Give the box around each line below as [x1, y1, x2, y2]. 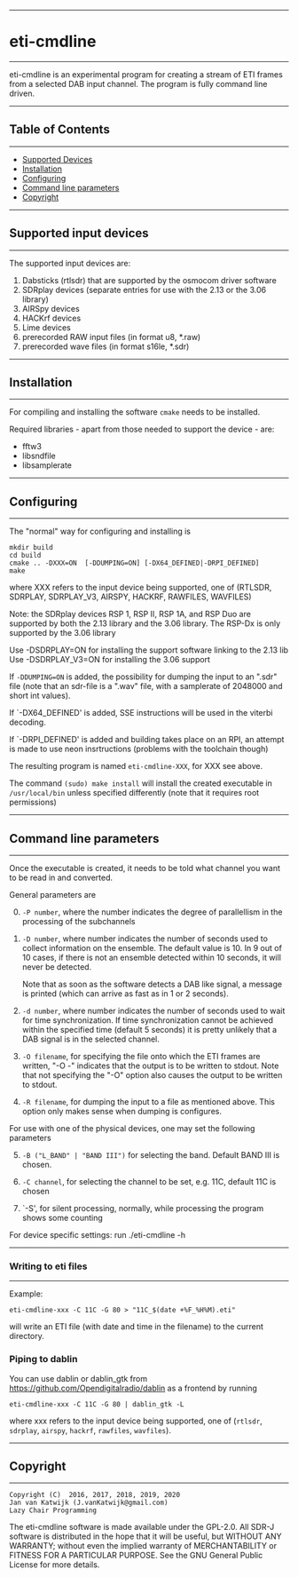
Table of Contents [9, 122, 111, 138]
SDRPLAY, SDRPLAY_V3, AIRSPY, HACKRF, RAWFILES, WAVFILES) [9, 591, 252, 602]
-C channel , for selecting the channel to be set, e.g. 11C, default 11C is [21, 1177, 277, 1186]
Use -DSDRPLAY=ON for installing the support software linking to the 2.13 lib [9, 645, 289, 655]
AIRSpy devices [21, 303, 80, 313]
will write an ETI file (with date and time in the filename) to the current [9, 1321, 264, 1332]
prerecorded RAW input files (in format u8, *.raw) [21, 331, 201, 342]
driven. [9, 88, 35, 99]
